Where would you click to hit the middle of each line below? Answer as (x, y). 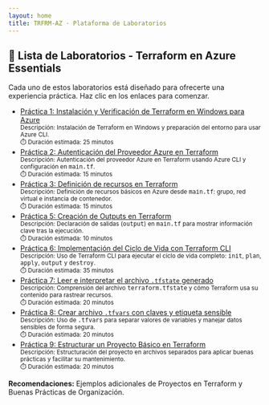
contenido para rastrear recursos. (66, 295)
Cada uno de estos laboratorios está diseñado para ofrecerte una (116, 87)
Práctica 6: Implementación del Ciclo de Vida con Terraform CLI (125, 249)
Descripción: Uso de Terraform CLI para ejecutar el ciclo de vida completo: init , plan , (141, 256)
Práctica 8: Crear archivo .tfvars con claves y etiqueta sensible (126, 313)
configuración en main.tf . (57, 167)
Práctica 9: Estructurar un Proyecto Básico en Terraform (113, 345)
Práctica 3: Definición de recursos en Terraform (99, 184)
